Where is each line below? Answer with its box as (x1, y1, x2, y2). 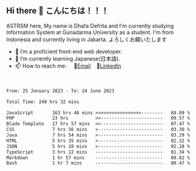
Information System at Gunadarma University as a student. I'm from (6, 28, 174, 36)
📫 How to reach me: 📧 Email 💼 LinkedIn (14, 62, 122, 69)
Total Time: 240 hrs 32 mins (6, 98, 80, 105)
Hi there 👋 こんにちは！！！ (6, 5, 109, 16)
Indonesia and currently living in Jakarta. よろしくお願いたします (6, 36, 167, 43)
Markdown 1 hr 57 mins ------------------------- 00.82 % (6, 155, 190, 161)
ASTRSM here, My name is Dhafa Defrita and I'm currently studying (6, 22, 174, 29)
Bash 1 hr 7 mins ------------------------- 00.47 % (6, 160, 190, 166)
